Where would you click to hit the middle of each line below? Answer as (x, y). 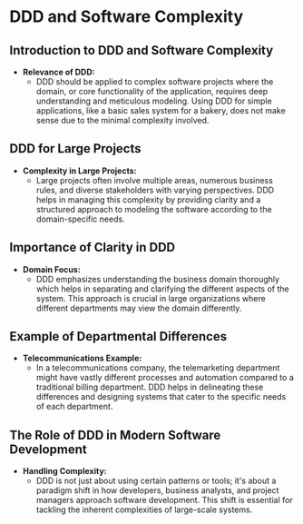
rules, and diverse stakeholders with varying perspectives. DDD (155, 190)
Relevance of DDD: (59, 72)
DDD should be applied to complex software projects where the (155, 82)
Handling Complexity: (64, 471)
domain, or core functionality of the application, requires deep (152, 91)
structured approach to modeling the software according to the (154, 209)
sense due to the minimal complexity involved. (122, 120)
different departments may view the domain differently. (139, 308)
